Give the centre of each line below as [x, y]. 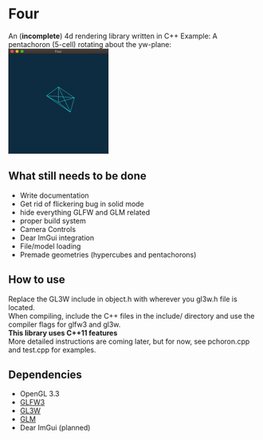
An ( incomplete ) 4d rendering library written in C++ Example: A [113, 36]
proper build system [53, 221]
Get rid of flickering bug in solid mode [82, 203]
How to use [37, 280]
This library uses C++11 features [63, 332]
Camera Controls [48, 229]
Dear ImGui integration [57, 238]
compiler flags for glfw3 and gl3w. [65, 324]
